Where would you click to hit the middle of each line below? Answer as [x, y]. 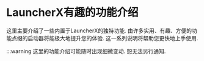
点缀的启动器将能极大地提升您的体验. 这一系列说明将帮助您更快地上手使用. [105, 38]
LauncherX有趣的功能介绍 [72, 13]
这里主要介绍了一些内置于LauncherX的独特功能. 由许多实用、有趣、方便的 [99, 30]
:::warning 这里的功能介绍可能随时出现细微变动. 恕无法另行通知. [86, 51]
